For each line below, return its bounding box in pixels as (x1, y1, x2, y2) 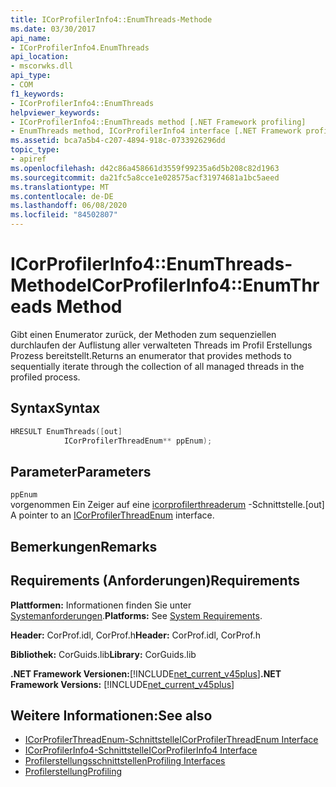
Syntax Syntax (10, 400, 101, 417)
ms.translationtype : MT (10, 182, 110, 192)
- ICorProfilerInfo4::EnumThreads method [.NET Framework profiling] (10, 117, 307, 127)
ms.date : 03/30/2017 (10, 24, 97, 34)
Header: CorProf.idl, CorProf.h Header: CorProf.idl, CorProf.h (10, 629, 261, 641)
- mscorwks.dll (10, 61, 74, 71)
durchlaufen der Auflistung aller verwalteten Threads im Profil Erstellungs (10, 339, 313, 351)
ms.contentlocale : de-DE (10, 191, 114, 201)
